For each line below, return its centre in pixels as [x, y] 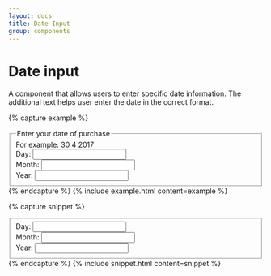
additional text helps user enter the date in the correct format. [111, 102]
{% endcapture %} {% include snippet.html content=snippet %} [114, 263]
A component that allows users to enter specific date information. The [125, 93]
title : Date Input [39, 24]
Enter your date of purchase [64, 134]
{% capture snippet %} [47, 206]
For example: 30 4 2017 [55, 145]
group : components [39, 31]
